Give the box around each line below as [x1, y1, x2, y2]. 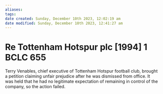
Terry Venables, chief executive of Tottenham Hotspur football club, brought [5, 68, 158, 74]
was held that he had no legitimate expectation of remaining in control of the [5, 78, 158, 84]
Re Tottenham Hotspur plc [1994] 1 [5, 42, 147, 53]
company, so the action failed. [5, 84, 66, 90]
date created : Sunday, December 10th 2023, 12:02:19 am [5, 16, 121, 21]
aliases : [5, 7, 23, 12]
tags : [5, 12, 16, 17]
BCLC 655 [5, 52, 46, 63]
